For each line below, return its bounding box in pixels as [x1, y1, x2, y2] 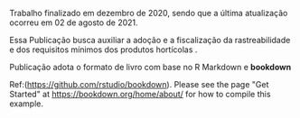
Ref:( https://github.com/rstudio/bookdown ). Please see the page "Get [9, 79, 269, 89]
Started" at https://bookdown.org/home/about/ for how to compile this [9, 89, 271, 99]
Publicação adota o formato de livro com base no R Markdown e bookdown [9, 62, 292, 72]
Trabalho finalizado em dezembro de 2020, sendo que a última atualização [9, 8, 288, 18]
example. [9, 98, 43, 109]
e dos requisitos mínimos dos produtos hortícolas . [9, 44, 198, 55]
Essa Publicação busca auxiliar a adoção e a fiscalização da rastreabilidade [9, 35, 291, 45]
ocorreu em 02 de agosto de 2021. [9, 17, 138, 28]
